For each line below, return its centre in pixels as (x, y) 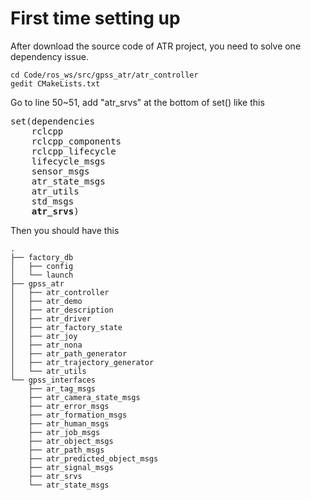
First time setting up (95, 18)
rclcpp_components (76, 141)
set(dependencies (52, 121)
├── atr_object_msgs (71, 441)
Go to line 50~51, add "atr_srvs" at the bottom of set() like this (137, 102)
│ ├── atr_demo (46, 301)
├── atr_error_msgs (69, 406)
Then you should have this (65, 230)
